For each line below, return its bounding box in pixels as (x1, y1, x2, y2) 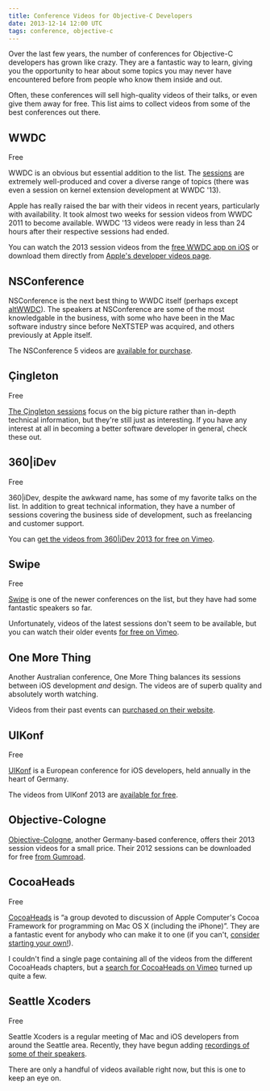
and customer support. (8, 518, 85, 528)
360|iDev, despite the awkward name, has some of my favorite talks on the (8, 492, 257, 502)
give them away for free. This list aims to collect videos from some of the (8, 99, 251, 109)
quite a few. (8, 971, 47, 980)
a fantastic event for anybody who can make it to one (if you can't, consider (8, 929, 260, 939)
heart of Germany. (8, 774, 69, 784)
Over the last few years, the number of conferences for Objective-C (8, 49, 234, 59)
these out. (8, 432, 42, 441)
